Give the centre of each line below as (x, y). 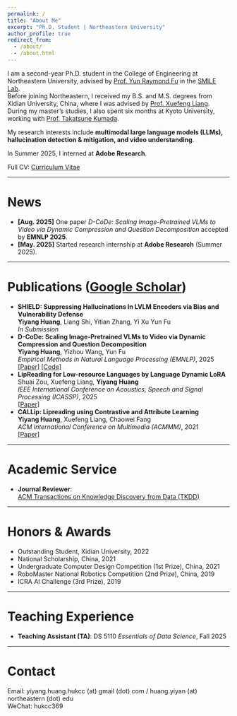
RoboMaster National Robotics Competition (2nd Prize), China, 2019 (116, 574)
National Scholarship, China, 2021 (67, 558)
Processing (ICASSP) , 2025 (57, 397)
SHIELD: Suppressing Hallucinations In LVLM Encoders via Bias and (118, 306)
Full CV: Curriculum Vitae (44, 167)
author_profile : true (39, 34)
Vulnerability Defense (50, 314)
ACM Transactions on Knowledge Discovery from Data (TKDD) (108, 496)
